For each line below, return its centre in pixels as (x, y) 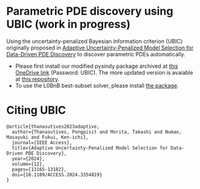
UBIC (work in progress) (69, 24)
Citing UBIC (36, 110)
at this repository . (37, 79)
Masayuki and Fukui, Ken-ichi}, (47, 137)
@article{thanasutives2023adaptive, (53, 127)
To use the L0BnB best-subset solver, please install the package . (97, 85)
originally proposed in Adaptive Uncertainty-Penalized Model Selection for (100, 48)
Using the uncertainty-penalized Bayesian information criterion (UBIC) (94, 41)
